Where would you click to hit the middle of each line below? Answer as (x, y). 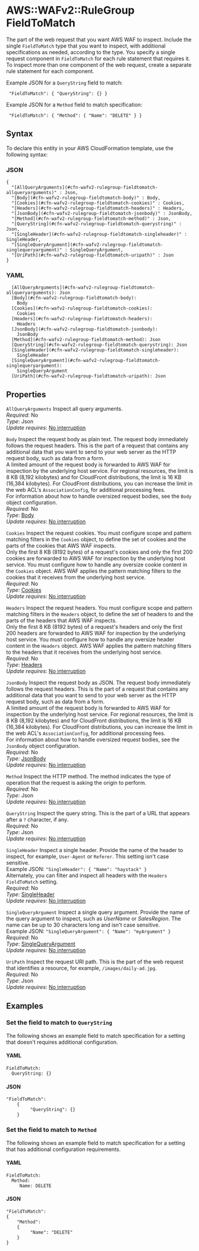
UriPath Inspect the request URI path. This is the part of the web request (95, 962)
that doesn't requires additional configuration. (62, 1042)
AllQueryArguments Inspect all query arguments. (64, 409)
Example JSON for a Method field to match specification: (74, 104)
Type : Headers (24, 665)
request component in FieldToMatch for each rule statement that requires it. (98, 58)
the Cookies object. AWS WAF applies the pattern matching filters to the (94, 571)
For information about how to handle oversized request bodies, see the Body (99, 496)
